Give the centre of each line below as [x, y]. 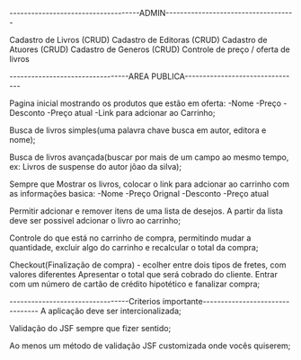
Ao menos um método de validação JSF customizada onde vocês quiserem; [150, 346]
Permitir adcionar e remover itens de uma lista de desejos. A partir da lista [146, 211]
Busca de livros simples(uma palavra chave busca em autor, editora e [138, 130]
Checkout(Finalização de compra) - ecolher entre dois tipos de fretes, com [148, 265]
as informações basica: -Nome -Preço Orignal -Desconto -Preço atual [139, 193]
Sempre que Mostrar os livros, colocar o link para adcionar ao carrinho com [150, 184]
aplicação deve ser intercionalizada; [115, 311]
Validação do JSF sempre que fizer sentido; [90, 328]
